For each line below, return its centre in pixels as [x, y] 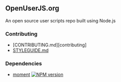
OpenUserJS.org [32, 8]
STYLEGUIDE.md [31, 50]
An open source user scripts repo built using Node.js [60, 20]
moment [21, 75]
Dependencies [24, 64]
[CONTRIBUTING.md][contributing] [50, 45]
